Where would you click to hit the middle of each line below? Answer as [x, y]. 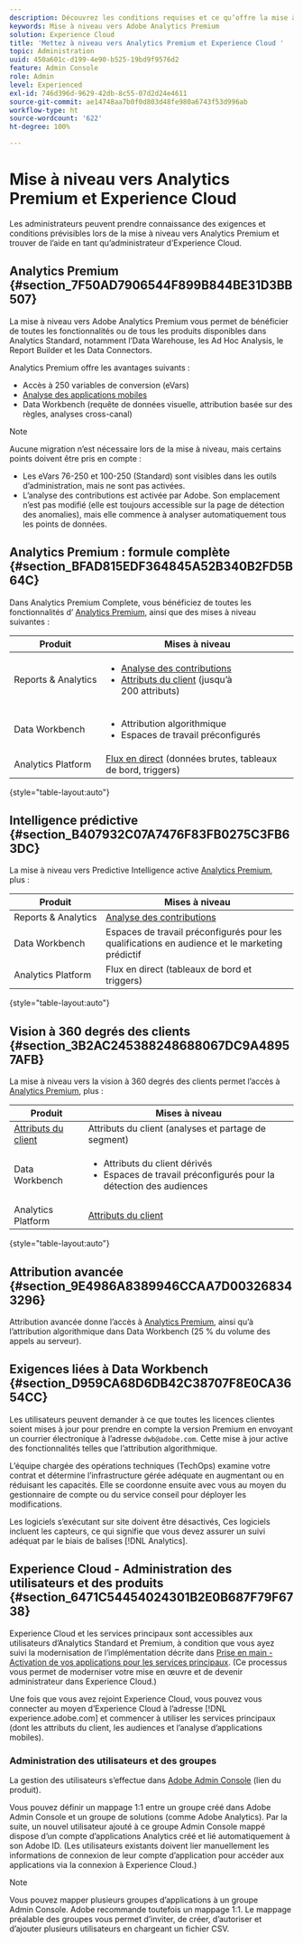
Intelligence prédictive [73, 820]
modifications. [36, 1504]
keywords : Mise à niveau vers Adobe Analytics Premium [115, 26]
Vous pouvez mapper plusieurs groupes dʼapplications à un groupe [134, 1900]
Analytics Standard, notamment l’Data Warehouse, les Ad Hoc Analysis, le [147, 341]
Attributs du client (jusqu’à [177, 679]
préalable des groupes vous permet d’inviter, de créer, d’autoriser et [136, 1919]
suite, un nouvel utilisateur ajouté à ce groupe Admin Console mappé [138, 1826]
